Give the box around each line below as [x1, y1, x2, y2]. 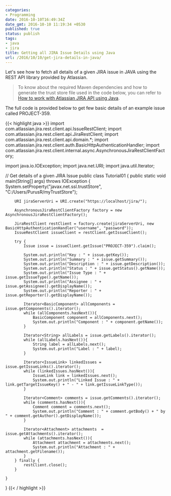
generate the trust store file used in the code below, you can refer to [17, 90, 162, 96]
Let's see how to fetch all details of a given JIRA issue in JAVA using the [5, 69, 157, 75]
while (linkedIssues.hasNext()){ [23, 369, 95, 374]
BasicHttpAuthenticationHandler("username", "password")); [5, 226, 134, 231]
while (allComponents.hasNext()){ [23, 311, 97, 316]
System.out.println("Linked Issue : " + [32, 377, 120, 383]
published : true [5, 27, 40, 32]
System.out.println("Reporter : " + [23, 288, 102, 294]
